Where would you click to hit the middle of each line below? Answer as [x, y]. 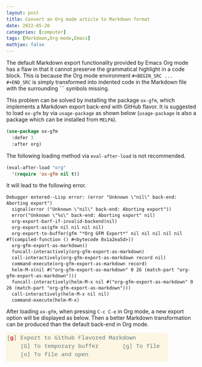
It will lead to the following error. [46, 185]
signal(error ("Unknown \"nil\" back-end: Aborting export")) [92, 210]
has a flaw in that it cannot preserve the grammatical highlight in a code [96, 69]
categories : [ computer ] [36, 32]
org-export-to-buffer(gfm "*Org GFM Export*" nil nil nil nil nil [97, 234]
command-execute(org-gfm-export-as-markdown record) [80, 264]
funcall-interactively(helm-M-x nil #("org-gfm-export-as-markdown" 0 [103, 282]
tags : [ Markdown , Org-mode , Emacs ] [48, 38]
